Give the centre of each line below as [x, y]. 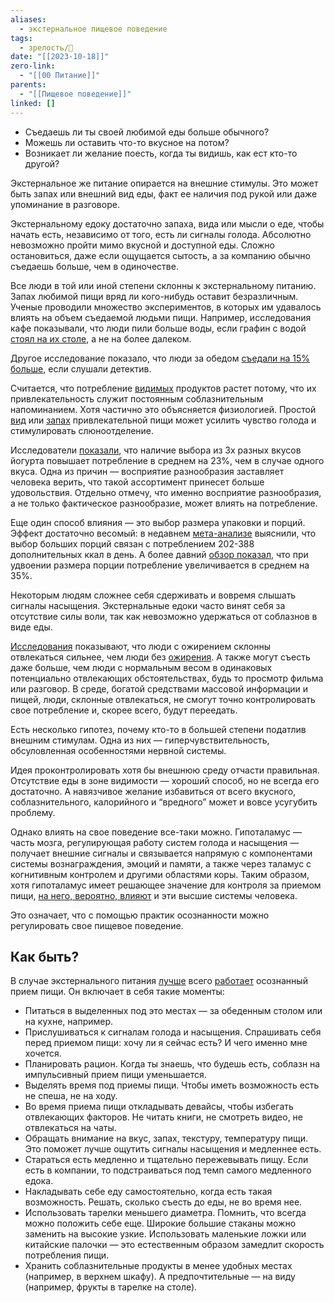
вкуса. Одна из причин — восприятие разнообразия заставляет [147, 471]
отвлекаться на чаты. [70, 1128]
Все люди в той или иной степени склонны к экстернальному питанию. [163, 285]
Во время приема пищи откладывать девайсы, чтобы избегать [159, 1107]
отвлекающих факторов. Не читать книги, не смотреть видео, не [164, 1117]
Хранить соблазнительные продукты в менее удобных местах [158, 1266]
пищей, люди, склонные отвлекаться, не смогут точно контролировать [163, 699]
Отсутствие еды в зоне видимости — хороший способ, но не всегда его [165, 780]
